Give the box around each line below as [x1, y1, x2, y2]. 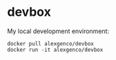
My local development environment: [7, 27, 109, 35]
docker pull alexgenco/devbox [7, 40, 95, 47]
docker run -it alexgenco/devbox [7, 46, 104, 53]
